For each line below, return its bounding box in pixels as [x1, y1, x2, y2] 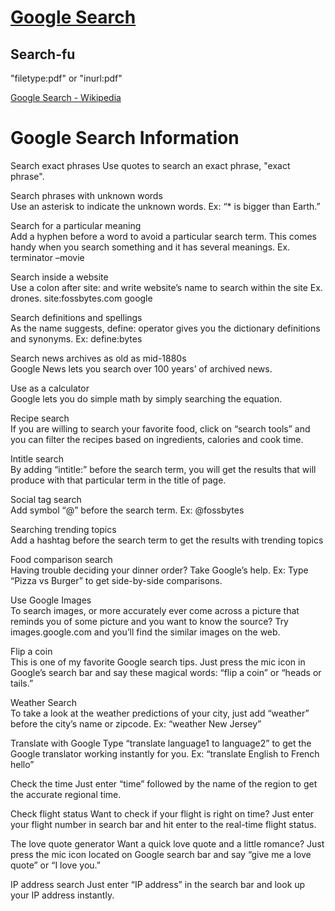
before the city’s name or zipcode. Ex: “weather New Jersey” [10, 717, 262, 730]
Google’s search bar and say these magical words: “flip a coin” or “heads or [10, 666, 322, 678]
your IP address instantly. [10, 889, 115, 901]
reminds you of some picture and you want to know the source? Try [10, 615, 289, 627]
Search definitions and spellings [10, 311, 143, 323]
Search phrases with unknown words [10, 189, 163, 201]
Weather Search [10, 696, 77, 708]
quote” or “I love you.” [10, 859, 101, 871]
